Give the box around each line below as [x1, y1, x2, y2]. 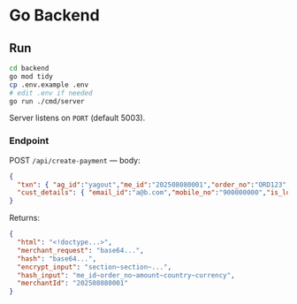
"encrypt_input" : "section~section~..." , [17, 262, 172, 271]
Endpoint [9, 134, 49, 147]
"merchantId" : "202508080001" [17, 279, 128, 288]
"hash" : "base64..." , [17, 254, 97, 263]
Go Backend [9, 5, 100, 26]
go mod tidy [9, 72, 53, 80]
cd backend [9, 64, 49, 72]
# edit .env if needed [9, 88, 93, 97]
